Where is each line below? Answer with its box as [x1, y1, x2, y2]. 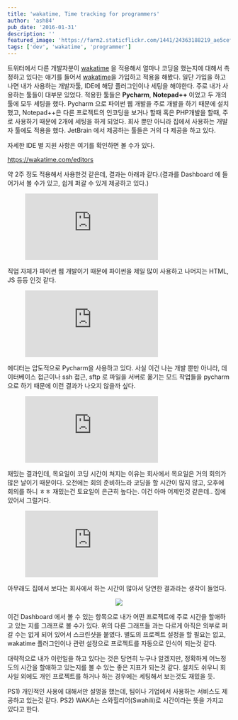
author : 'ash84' [7, 17, 55, 24]
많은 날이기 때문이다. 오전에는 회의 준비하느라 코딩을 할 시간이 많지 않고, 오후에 [7, 478, 225, 487]
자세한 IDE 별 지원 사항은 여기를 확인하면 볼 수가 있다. [7, 141, 155, 149]
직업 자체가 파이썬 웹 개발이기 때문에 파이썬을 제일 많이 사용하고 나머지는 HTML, [7, 267, 229, 275]
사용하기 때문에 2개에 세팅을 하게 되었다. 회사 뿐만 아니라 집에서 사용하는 [14, 117, 215, 125]
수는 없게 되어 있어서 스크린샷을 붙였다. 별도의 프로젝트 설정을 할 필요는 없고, [14, 630, 227, 638]
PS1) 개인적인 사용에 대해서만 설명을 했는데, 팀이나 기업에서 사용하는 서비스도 [7, 687, 221, 695]
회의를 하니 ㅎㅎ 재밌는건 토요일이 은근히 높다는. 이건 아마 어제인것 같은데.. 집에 [7, 488, 227, 495]
